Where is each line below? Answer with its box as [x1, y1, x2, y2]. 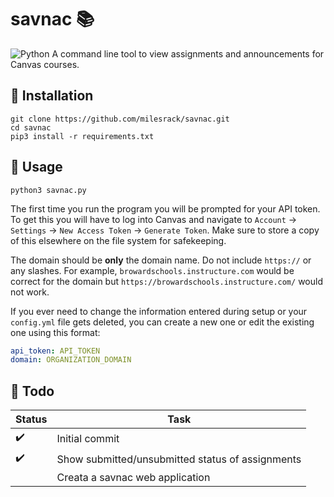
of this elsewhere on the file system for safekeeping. [10, 234, 227, 246]
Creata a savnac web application [56, 471, 211, 485]
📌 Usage [10, 159, 63, 176]
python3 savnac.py [10, 185, 87, 195]
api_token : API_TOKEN [10, 346, 101, 356]
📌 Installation [10, 87, 94, 105]
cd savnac [10, 122, 52, 133]
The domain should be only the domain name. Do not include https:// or [10, 254, 312, 266]
